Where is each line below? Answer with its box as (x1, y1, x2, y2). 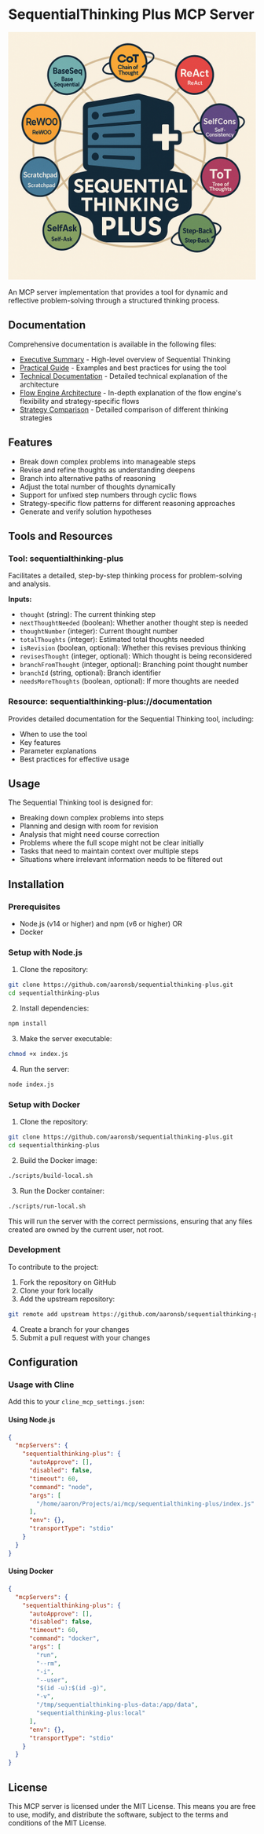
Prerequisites (8, 901, 60, 912)
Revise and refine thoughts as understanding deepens (19, 465, 196, 475)
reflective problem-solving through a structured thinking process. (8, 295, 220, 305)
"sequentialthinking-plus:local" (36, 1709, 146, 1718)
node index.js (8, 1080, 55, 1088)
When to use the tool (19, 729, 88, 739)
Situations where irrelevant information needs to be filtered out (19, 855, 223, 864)
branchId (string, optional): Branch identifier (19, 668, 161, 677)
